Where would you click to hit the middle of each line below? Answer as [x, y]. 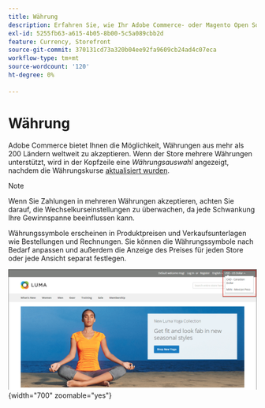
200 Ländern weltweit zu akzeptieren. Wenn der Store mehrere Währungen [130, 153]
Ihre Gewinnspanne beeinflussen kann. [72, 218]
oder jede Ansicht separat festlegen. [67, 258]
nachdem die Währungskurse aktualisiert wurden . [89, 170]
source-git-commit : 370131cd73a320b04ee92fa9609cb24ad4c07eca [112, 50]
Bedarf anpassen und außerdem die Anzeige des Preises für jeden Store [126, 249]
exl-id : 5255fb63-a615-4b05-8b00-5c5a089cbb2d [86, 33]
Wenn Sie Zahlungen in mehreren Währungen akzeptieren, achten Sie [121, 200]
